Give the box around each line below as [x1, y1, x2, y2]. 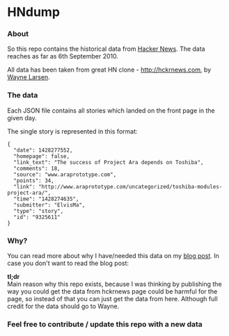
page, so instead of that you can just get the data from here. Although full [7, 295, 218, 303]
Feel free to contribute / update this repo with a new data [7, 319, 203, 329]
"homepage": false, [13, 152, 70, 160]
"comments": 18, [13, 165, 61, 172]
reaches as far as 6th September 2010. [7, 52, 118, 61]
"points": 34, [13, 177, 54, 184]
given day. [7, 113, 37, 122]
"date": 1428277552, [13, 147, 73, 154]
